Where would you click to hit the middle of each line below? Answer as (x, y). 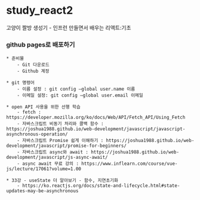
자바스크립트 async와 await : (55, 152)
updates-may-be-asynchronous (42, 191)
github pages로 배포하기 (41, 44)
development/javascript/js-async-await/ (57, 158)
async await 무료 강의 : (50, 164)
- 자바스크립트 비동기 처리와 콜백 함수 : (60, 124)
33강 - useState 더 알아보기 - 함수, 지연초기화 (65, 181)
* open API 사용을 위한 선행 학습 (43, 107)
